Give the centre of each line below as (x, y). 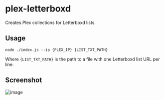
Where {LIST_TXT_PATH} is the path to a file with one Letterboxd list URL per (83, 59)
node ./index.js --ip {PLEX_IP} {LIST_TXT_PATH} (57, 50)
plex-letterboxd (38, 9)
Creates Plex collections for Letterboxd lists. (51, 22)
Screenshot (24, 80)
